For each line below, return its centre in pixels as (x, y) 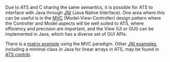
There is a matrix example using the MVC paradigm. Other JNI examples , (81, 44)
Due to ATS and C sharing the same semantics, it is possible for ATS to (79, 7)
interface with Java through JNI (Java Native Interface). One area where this (85, 13)
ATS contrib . (18, 54)
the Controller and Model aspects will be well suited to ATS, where (75, 23)
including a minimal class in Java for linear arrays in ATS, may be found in (82, 49)
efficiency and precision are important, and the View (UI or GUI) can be (79, 29)
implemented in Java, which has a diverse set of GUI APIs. (66, 34)
